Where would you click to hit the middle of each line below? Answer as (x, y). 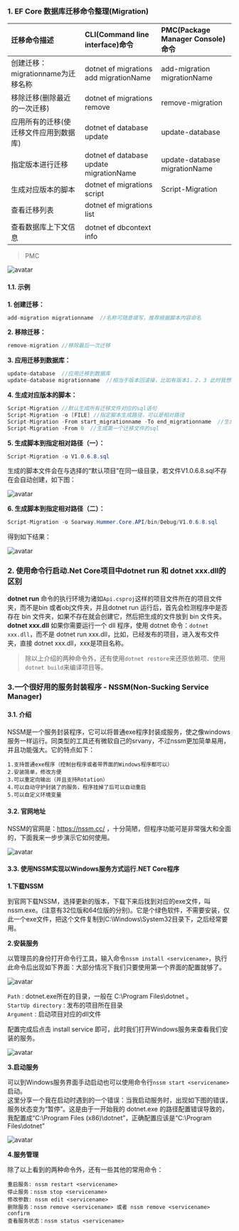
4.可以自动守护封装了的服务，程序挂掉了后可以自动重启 (77, 787)
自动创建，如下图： (48, 480)
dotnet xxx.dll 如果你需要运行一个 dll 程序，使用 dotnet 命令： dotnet (108, 625)
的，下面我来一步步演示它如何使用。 (60, 837)
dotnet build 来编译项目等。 (66, 667)
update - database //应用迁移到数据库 (59, 374)
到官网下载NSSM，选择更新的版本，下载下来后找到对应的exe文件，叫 (109, 901)
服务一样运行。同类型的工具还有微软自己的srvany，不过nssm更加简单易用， (118, 740)
